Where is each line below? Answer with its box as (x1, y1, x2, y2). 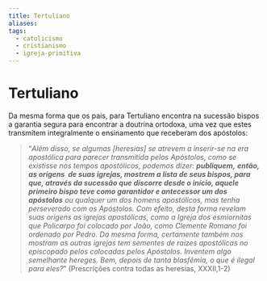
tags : (8, 27, 27, 35)
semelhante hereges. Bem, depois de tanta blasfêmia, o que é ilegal (27, 255, 256, 265)
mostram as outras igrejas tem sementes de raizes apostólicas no (27, 237, 248, 247)
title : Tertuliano (8, 11, 70, 20)
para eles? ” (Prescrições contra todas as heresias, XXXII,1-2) (27, 263, 232, 273)
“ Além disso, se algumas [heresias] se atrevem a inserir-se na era (27, 143, 248, 153)
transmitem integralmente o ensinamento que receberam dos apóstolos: (8, 128, 248, 137)
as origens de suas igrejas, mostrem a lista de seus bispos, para (27, 169, 251, 178)
